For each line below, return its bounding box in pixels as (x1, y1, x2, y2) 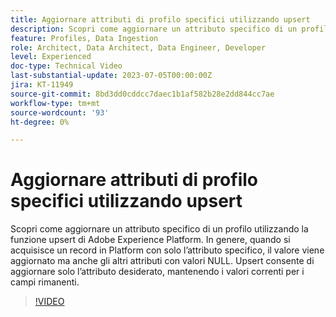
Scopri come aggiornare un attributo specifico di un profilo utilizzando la (10, 223, 309, 235)
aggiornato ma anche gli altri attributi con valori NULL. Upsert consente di (10, 255, 315, 267)
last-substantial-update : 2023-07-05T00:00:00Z (10, 71, 213, 81)
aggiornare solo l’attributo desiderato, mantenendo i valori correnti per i (10, 266, 305, 278)
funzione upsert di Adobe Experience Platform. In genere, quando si (10, 234, 291, 246)
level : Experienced (10, 52, 92, 62)
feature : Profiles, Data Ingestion (10, 33, 159, 43)
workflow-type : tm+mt (10, 98, 101, 108)
